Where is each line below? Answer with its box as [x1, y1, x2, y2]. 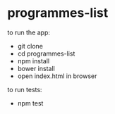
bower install [17, 64, 55, 72]
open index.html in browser [17, 72, 97, 80]
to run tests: [7, 85, 42, 94]
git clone [17, 42, 44, 50]
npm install [17, 56, 50, 65]
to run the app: [7, 28, 51, 37]
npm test [17, 99, 44, 107]
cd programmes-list [17, 49, 75, 58]
